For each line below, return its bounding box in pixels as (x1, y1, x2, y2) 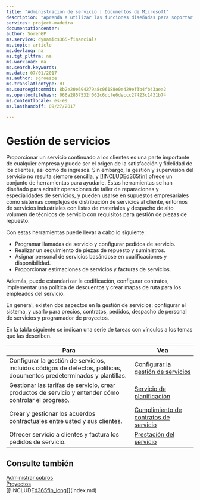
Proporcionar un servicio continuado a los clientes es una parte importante (6, 154, 189, 161)
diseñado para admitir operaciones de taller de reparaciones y (6, 186, 159, 193)
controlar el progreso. (9, 396, 70, 404)
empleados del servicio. (6, 290, 65, 297)
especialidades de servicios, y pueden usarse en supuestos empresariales (6, 192, 189, 199)
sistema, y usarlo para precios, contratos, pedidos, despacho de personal (6, 308, 187, 315)
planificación (134, 392, 171, 401)
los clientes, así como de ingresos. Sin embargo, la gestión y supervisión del (6, 167, 194, 174)
